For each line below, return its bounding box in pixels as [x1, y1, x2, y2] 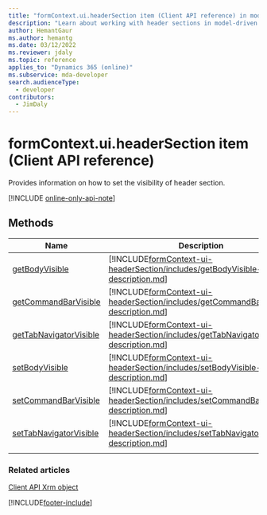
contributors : [8, 93, 56, 101]
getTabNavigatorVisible [12, 329, 100, 340]
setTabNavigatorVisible [12, 427, 99, 439]
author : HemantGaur [8, 26, 73, 34]
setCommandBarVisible [12, 395, 101, 406]
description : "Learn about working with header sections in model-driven [8, 19, 258, 27]
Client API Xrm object [8, 482, 79, 492]
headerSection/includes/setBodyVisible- [108, 361, 262, 373]
